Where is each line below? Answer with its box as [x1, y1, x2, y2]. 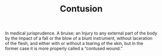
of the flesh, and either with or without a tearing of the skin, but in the [5, 41, 144, 46]
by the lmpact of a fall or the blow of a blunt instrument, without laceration [5, 35, 153, 41]
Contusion [59, 3, 103, 14]
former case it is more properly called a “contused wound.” [5, 45, 123, 51]
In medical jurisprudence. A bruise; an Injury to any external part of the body [5, 30, 158, 36]
